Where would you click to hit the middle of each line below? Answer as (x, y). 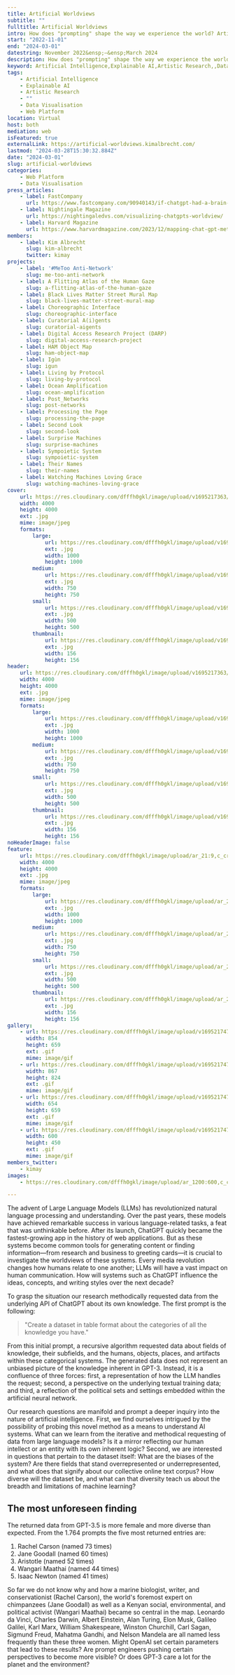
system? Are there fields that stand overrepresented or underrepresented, (114, 1464)
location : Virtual (34, 118)
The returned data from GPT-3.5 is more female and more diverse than (109, 1525)
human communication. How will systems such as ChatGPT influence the (113, 1276)
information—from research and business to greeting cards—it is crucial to (115, 1253)
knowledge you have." (56, 1332)
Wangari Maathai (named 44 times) (68, 1569)
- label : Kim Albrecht (53, 242)
